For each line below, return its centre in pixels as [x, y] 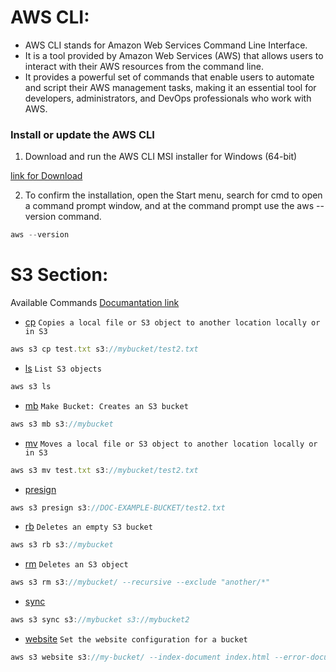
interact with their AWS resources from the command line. [144, 66]
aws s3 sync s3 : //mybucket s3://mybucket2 [100, 620]
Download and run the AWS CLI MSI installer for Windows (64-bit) [161, 157]
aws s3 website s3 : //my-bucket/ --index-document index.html [140, 657]
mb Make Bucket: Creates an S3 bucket [106, 405]
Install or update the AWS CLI [82, 134]
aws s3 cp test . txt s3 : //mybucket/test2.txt [104, 349]
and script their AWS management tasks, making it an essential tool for [170, 87]
